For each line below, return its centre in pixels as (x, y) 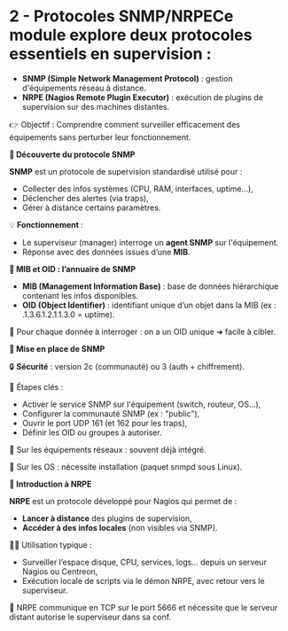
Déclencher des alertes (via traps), (85, 198)
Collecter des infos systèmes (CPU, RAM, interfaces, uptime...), (138, 189)
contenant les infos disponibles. (80, 295)
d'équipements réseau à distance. (84, 88)
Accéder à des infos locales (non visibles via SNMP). (120, 527)
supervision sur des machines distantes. (96, 106)
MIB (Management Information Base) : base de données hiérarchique (150, 286)
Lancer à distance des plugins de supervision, (107, 518)
